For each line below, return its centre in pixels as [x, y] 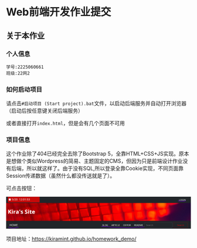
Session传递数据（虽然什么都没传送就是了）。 [61, 176]
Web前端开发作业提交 [59, 12]
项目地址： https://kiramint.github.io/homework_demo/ [71, 239]
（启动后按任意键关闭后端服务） [45, 110]
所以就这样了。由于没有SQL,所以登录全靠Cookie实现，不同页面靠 [105, 169]
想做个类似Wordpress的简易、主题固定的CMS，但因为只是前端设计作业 [97, 161]
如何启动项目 [24, 89]
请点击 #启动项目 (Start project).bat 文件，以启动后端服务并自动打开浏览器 [96, 103]
